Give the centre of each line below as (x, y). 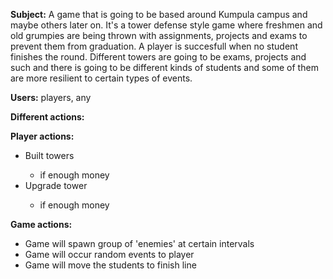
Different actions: (47, 117)
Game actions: (41, 224)
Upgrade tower (56, 185)
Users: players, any (51, 97)
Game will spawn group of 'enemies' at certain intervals (139, 243)
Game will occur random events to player (109, 254)
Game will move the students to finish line (110, 265)
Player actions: (42, 136)
